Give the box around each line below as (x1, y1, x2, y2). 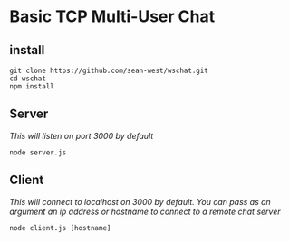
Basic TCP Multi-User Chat (9, 6, 216, 27)
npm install (9, 82, 54, 91)
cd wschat (9, 74, 47, 83)
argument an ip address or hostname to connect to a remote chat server (9, 206, 281, 217)
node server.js (9, 147, 67, 157)
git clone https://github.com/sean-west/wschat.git (9, 66, 208, 75)
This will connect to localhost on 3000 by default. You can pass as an (9, 196, 272, 207)
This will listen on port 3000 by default (9, 130, 154, 141)
